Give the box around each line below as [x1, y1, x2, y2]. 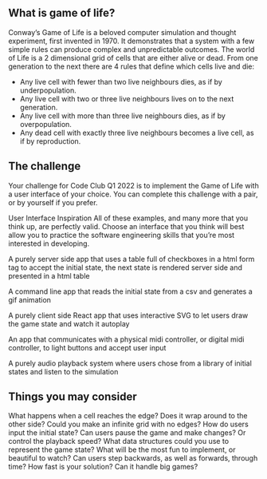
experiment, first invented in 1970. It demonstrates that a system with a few [8, 36, 255, 46]
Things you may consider [8, 390, 137, 404]
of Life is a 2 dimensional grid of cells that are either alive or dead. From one [8, 53, 259, 62]
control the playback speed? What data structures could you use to [8, 437, 230, 446]
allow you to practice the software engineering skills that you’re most [8, 230, 235, 239]
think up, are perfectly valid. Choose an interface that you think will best [8, 221, 245, 231]
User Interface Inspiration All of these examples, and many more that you [8, 213, 249, 223]
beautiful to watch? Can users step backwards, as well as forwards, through [8, 453, 258, 463]
